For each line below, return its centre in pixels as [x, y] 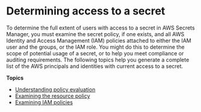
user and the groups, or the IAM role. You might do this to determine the [95, 47]
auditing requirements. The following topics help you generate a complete [98, 60]
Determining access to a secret [86, 11]
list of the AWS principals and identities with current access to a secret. [95, 66]
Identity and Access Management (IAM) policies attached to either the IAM [99, 40]
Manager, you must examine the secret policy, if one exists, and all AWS [95, 34]
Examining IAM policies [44, 102]
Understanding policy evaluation [55, 89]
